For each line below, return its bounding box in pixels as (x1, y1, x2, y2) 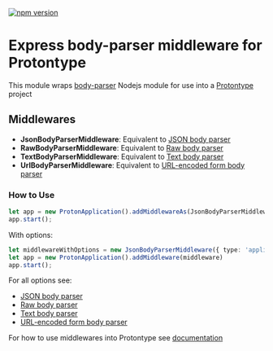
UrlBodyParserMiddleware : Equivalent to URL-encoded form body (19, 160, 245, 170)
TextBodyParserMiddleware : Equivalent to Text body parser (19, 151, 224, 161)
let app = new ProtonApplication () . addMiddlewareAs (8, 208, 187, 216)
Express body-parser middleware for (8, 37, 262, 55)
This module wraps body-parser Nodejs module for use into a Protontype (8, 80, 254, 90)
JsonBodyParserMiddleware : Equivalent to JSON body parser (19, 134, 232, 144)
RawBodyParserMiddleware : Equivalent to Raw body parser (19, 143, 223, 152)
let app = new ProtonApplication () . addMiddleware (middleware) (8, 253, 223, 261)
